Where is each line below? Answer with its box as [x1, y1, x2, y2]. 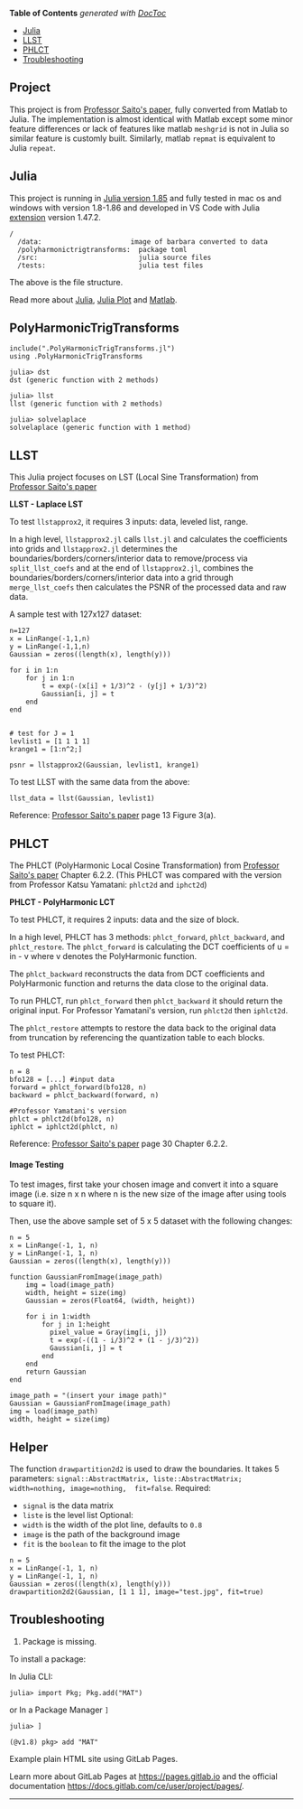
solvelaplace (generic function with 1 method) [9, 424, 192, 433]
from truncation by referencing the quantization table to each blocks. [9, 1032, 265, 1043]
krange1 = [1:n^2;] [9, 745, 83, 754]
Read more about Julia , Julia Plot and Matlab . [9, 294, 178, 305]
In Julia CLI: [9, 1671, 53, 1682]
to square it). [9, 1198, 57, 1209]
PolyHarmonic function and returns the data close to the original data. [9, 978, 269, 989]
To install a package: [9, 1653, 87, 1664]
